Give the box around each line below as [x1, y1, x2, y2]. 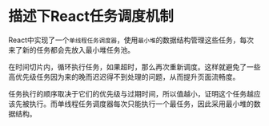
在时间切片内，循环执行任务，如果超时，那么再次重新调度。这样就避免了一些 [8, 61, 261, 72]
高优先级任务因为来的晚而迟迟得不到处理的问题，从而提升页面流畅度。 [8, 72, 240, 81]
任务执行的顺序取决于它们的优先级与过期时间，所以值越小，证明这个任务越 [8, 89, 254, 98]
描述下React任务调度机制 [8, 7, 174, 26]
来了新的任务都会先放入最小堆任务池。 [8, 45, 134, 54]
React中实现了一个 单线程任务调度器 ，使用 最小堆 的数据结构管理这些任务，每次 [8, 35, 255, 45]
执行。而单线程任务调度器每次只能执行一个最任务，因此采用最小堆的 [29, 99, 254, 108]
